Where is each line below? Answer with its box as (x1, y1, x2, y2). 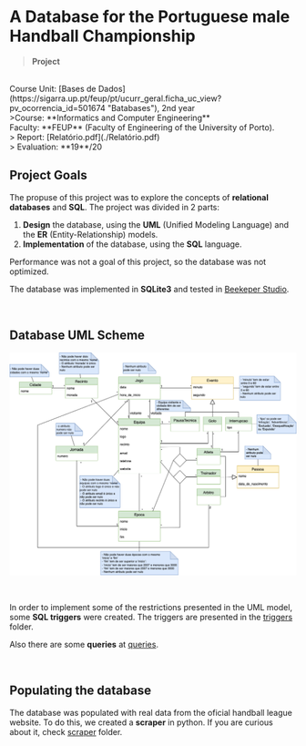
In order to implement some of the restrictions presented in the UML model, (9, 601, 293, 612)
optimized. (9, 266, 49, 277)
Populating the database (9, 683, 152, 699)
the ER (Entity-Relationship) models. (22, 229, 158, 240)
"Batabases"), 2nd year (107, 102, 196, 113)
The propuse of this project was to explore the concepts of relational (9, 191, 269, 202)
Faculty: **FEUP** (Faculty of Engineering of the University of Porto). (9, 121, 275, 133)
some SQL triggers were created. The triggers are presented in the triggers (9, 611, 293, 622)
